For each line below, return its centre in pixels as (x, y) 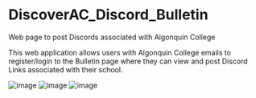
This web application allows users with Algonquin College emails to (120, 52)
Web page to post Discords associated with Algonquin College (112, 37)
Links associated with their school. (66, 69)
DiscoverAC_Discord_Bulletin (108, 15)
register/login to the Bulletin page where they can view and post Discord (128, 61)
